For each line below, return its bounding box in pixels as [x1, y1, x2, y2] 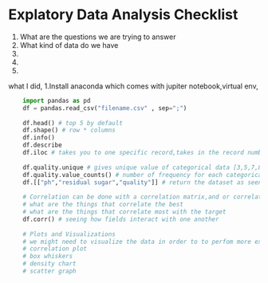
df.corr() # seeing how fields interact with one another [22, 215, 219, 223]
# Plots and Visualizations [22, 230, 116, 238]
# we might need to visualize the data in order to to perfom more [22, 238, 251, 246]
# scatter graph [22, 267, 77, 276]
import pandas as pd [22, 96, 91, 104]
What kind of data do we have [19, 40, 119, 49]
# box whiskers [22, 253, 73, 261]
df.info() [22, 134, 56, 142]
